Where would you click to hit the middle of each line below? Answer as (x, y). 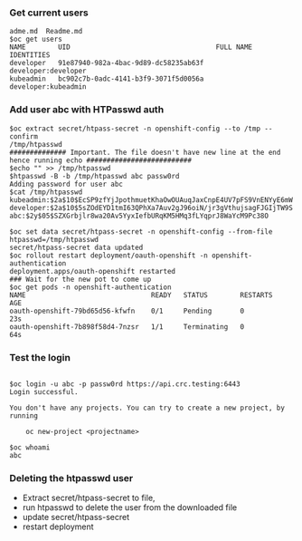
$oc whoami (30, 447)
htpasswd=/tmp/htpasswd (54, 239)
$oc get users (36, 39)
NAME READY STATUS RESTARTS (141, 295)
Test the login (40, 357)
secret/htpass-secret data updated (76, 247)
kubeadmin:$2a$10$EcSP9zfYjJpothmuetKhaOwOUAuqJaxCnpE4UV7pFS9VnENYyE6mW (151, 200)
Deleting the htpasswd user (71, 478)
